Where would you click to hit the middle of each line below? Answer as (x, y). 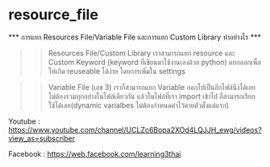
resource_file (54, 15)
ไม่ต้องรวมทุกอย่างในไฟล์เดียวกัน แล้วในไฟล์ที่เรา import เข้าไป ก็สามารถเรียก (152, 96)
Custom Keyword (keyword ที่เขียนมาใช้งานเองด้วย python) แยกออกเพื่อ (154, 62)
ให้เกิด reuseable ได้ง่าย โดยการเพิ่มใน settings (116, 71)
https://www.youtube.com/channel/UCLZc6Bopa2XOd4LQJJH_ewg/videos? (135, 129)
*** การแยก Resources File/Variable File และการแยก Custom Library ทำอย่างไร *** (135, 37)
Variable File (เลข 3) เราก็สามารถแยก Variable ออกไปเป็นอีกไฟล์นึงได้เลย (152, 87)
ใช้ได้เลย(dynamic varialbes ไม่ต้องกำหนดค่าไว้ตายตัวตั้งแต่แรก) (139, 105)
